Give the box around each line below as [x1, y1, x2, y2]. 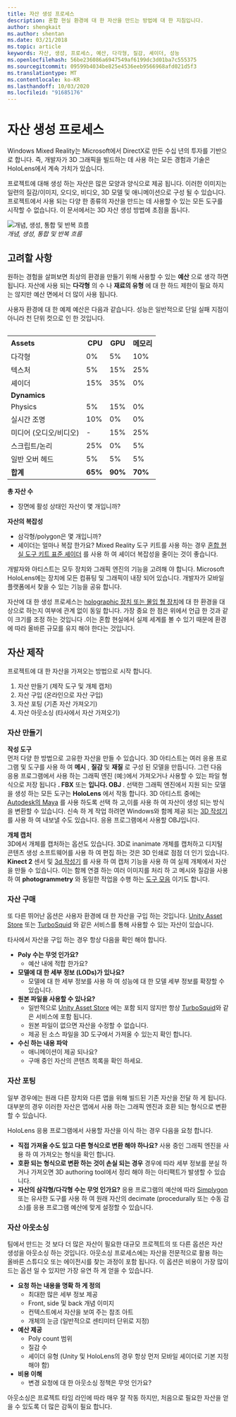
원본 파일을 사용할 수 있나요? [17, 994, 96, 1004]
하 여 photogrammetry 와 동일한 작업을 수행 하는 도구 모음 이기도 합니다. [7, 874, 210, 883]
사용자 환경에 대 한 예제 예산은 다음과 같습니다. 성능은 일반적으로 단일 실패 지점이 [7, 305, 229, 313]
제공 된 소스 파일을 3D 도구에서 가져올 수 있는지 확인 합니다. [27, 1030, 192, 1039]
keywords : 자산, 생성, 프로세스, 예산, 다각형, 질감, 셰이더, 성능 [7, 50, 180, 57]
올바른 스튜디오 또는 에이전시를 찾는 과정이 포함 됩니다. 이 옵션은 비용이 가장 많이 [7, 1257, 229, 1266]
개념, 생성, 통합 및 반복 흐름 [7, 230, 82, 238]
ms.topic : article [7, 43, 61, 50]
